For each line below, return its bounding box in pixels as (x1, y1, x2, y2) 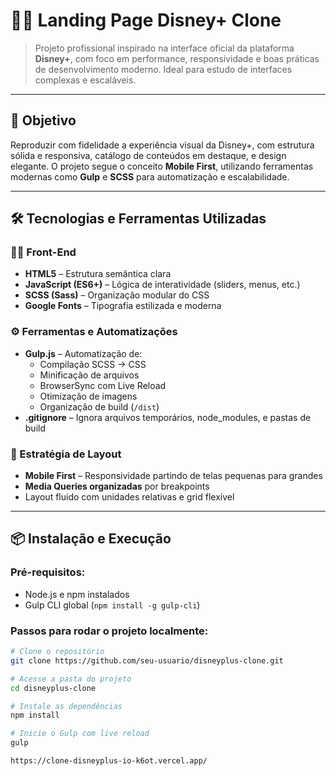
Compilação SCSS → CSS (39, 358, 147, 370)
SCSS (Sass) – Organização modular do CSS (24, 289, 210, 301)
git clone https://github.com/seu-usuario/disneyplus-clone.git (10, 655, 284, 666)
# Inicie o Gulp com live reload (10, 729, 150, 739)
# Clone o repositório (10, 647, 105, 657)
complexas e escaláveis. (34, 74, 137, 86)
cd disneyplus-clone (10, 683, 97, 693)
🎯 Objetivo (10, 112, 77, 129)
